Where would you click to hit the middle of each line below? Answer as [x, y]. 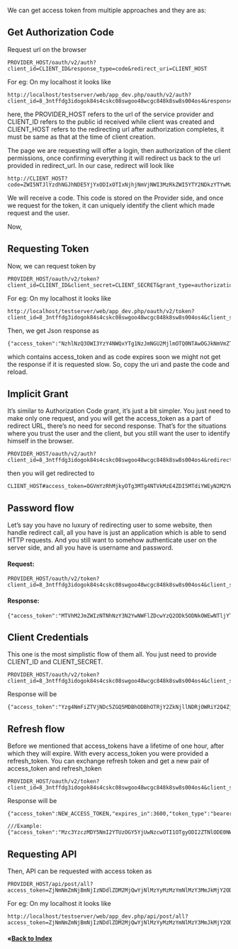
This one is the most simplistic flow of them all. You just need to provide [112, 654]
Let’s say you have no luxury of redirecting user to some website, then [110, 525]
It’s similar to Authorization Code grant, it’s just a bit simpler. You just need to [119, 411]
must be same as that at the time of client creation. [81, 137]
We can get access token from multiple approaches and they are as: [107, 10]
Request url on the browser [47, 50]
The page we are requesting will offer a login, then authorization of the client [119, 150]
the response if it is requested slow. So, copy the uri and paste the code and [119, 364]
